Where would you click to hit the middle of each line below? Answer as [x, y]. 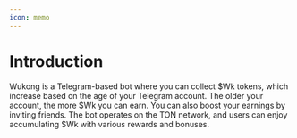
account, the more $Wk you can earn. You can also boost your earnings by [148, 105]
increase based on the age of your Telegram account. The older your [136, 95]
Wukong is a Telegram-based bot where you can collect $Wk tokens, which [149, 86]
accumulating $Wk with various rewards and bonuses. [110, 124]
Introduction [56, 61]
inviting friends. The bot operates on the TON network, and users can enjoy [148, 114]
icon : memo [30, 17]
